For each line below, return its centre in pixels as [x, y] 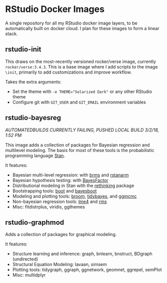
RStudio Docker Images [55, 9]
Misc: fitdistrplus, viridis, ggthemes [48, 206]
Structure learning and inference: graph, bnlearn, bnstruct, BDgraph [82, 254]
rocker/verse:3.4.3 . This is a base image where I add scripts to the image [81, 66]
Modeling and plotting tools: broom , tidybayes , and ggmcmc [74, 196]
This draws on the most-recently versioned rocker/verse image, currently [81, 61]
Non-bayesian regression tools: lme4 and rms [59, 201]
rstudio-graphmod [35, 222]
